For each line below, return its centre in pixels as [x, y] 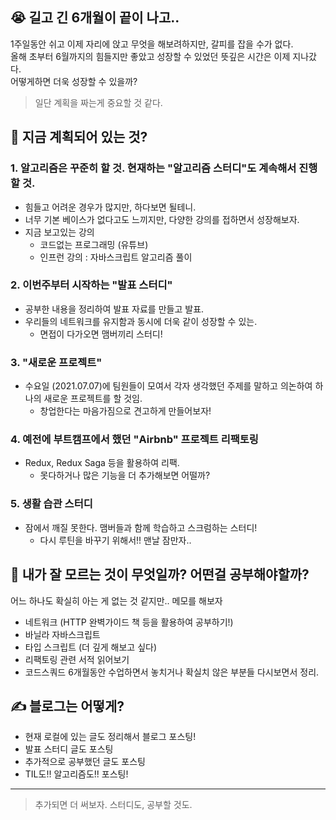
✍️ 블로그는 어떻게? [67, 706]
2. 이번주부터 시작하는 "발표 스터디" [91, 285]
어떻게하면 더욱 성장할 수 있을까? [74, 81]
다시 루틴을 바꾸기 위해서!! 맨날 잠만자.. [115, 540]
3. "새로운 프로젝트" [56, 362]
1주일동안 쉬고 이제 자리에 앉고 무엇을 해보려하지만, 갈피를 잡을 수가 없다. [152, 44]
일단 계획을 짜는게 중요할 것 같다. [98, 102]
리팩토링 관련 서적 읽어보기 [77, 659]
